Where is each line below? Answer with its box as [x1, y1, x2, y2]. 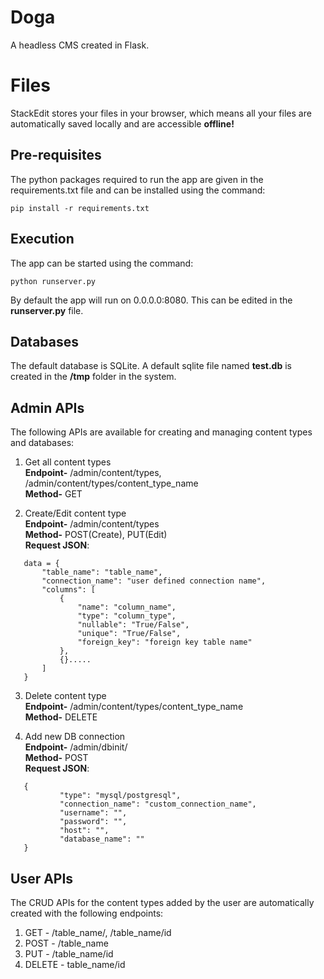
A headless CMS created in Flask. [10, 39, 150, 51]
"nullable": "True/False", [77, 620, 190, 630]
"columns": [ [41, 585, 97, 595]
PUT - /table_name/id [24, 947, 114, 960]
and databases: [10, 437, 75, 449]
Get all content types [24, 456, 112, 468]
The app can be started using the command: [10, 257, 194, 269]
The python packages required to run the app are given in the [10, 173, 264, 185]
